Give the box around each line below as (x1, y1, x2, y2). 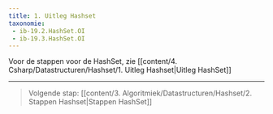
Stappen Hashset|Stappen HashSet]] (28, 97, 153, 107)
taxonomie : (8, 19, 45, 27)
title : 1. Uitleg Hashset (8, 11, 96, 20)
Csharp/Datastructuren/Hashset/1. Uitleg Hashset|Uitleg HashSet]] (8, 65, 232, 75)
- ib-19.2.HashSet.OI (11, 27, 85, 35)
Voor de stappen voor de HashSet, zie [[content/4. (8, 57, 177, 66)
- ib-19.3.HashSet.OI (11, 34, 85, 43)
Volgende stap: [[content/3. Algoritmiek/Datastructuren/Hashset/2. (28, 88, 253, 98)
